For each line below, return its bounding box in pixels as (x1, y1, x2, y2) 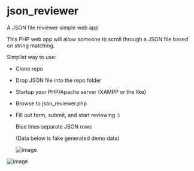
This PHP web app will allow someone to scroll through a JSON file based (7, 35, 189, 42)
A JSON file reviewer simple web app (7, 24, 99, 31)
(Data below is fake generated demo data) (15, 135, 120, 142)
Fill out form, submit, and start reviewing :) (15, 111, 120, 118)
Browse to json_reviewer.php (15, 100, 87, 107)
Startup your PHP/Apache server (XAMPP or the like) (15, 88, 146, 95)
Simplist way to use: (7, 53, 56, 60)
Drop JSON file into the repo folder (15, 77, 102, 84)
